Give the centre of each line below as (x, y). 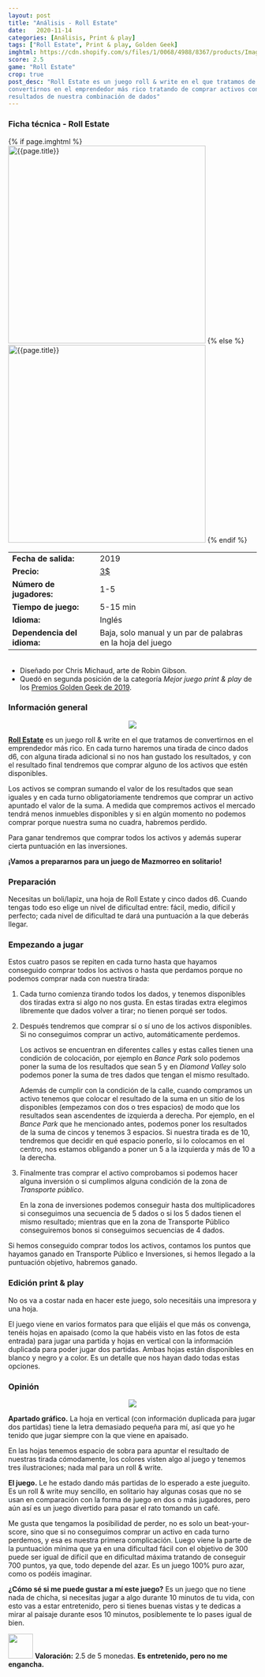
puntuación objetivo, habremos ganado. (73, 1262)
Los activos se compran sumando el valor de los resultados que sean (121, 789)
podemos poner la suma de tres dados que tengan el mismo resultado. (134, 1075)
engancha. (26, 1664)
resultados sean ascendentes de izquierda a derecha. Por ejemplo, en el (137, 1115)
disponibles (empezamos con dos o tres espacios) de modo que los (130, 1107)
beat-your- (232, 1524)
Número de (34, 584)
